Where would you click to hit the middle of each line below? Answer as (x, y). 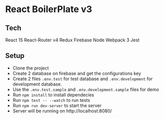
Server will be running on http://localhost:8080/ (62, 111)
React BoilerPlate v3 (49, 9)
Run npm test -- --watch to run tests (51, 100)
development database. (37, 84)
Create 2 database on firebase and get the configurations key (77, 73)
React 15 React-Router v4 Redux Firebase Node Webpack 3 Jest (72, 40)
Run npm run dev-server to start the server (57, 105)
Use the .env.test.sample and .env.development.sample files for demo (86, 89)
